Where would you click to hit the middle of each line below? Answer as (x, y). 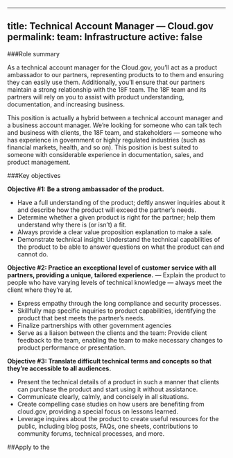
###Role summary (34, 54)
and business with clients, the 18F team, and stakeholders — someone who (114, 132)
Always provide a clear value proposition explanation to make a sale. (115, 232)
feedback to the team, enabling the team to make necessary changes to (120, 340)
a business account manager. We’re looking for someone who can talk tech (114, 125)
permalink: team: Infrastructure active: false (105, 37)
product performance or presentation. (71, 347)
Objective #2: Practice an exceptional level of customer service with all (112, 268)
